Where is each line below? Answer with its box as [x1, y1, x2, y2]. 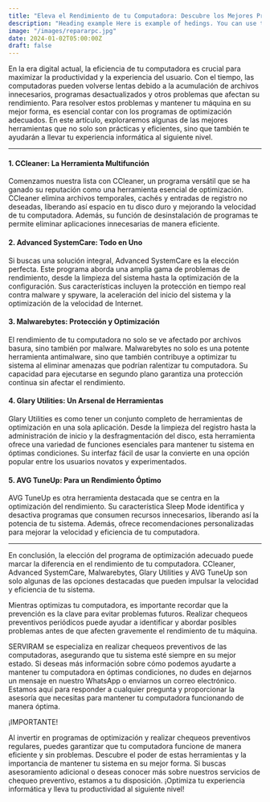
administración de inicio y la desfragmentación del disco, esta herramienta [8, 430, 256, 440]
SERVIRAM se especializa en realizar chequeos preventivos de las [8, 642, 227, 651]
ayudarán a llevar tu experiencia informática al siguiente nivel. [8, 132, 213, 142]
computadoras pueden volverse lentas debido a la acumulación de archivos [8, 81, 260, 91]
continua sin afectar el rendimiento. [8, 377, 126, 387]
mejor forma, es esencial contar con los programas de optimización [8, 106, 232, 117]
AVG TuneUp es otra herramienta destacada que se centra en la [8, 493, 220, 503]
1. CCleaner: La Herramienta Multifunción [8, 158, 150, 168]
